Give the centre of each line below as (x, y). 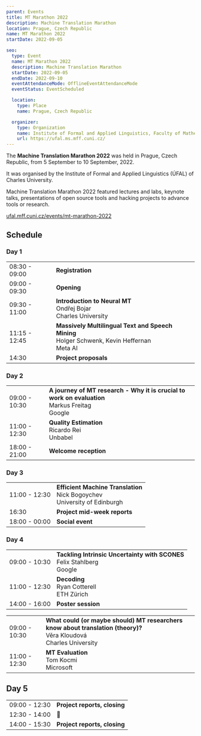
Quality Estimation (76, 422)
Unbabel (61, 437)
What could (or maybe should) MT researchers (114, 620)
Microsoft (59, 667)
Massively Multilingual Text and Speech (114, 326)
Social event (74, 522)
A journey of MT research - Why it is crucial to (117, 391)
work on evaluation (77, 398)
